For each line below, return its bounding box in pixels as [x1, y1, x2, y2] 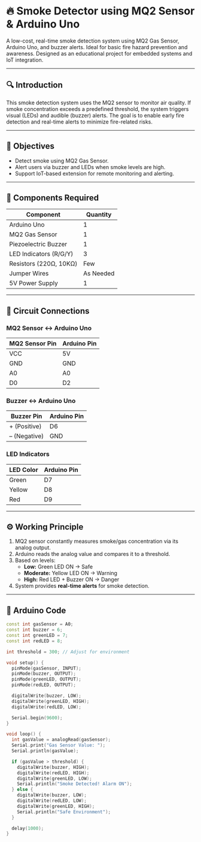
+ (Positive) [9, 422, 42, 431]
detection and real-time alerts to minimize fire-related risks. [6, 118, 153, 125]
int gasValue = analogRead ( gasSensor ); [11, 736, 111, 743]
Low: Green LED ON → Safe [23, 563, 93, 570]
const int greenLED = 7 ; [6, 633, 68, 639]
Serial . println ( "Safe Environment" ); [17, 808, 111, 815]
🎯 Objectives [6, 141, 55, 151]
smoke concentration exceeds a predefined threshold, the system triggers [6, 105, 189, 112]
